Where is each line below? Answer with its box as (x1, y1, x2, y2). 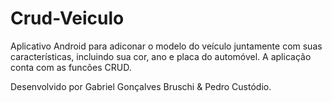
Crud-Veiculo (10, 7, 125, 30)
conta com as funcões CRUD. (10, 61, 132, 73)
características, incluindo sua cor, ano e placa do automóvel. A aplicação (10, 50, 312, 62)
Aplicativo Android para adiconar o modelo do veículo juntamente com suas (10, 40, 323, 52)
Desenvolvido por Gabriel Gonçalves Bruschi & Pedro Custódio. (10, 80, 272, 92)
